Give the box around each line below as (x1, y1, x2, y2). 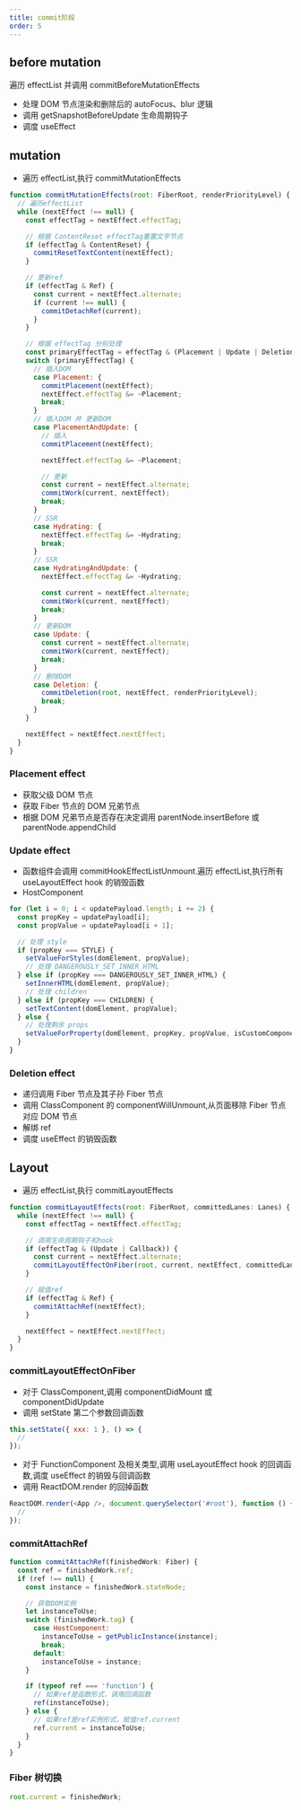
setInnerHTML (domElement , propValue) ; (25, 980, 170, 988)
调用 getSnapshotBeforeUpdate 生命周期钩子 (21, 110, 189, 121)
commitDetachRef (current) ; (41, 306, 142, 315)
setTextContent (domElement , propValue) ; (25, 1004, 178, 1013)
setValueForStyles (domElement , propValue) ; (25, 953, 191, 963)
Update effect (9, 844, 71, 857)
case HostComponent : (32, 1624, 110, 1633)
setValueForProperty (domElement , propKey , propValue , (25, 1029, 230, 1038)
